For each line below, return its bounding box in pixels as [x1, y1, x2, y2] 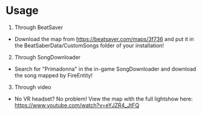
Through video [14, 83, 52, 91]
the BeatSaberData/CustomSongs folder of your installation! [14, 42, 165, 49]
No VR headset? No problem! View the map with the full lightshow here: [14, 95, 193, 102]
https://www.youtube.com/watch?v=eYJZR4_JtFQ [14, 101, 140, 109]
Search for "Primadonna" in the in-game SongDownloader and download [14, 65, 197, 73]
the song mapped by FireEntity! [14, 71, 93, 79]
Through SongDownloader [14, 53, 81, 61]
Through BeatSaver [14, 24, 64, 31]
